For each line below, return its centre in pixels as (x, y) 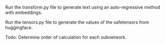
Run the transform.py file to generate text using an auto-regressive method (83, 7)
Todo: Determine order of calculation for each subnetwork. (66, 37)
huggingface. (19, 27)
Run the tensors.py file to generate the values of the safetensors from (77, 22)
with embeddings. (24, 12)
